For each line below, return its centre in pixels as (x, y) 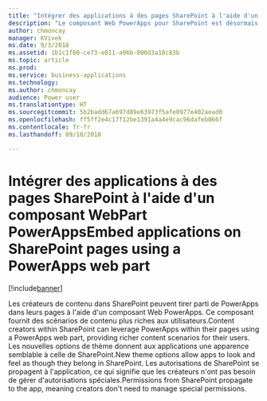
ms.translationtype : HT (48, 105)
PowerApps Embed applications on (125, 232)
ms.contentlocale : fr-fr (49, 127)
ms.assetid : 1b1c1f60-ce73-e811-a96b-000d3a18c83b (94, 53)
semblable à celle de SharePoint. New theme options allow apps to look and (132, 354)
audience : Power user (44, 97)
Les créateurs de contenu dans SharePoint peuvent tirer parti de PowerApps (133, 304)
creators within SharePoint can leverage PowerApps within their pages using (134, 329)
